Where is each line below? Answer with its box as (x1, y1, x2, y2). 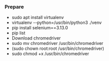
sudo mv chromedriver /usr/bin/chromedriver (11, 41, 104, 46)
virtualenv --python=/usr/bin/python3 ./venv (11, 20, 102, 25)
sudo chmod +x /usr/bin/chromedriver (11, 51, 89, 57)
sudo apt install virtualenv (11, 15, 64, 20)
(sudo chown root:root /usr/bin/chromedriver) (11, 45, 104, 52)
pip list (11, 30, 26, 36)
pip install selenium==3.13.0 (11, 25, 68, 31)
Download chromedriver (11, 35, 61, 41)
